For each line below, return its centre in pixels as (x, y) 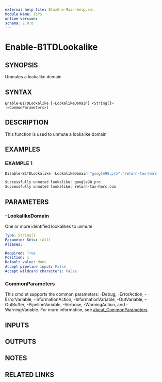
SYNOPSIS (22, 65)
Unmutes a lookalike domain (33, 77)
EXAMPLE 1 (19, 164)
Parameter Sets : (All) (28, 240)
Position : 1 (17, 258)
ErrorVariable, (19, 299)
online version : (21, 18)
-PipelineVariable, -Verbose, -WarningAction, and (76, 305)
